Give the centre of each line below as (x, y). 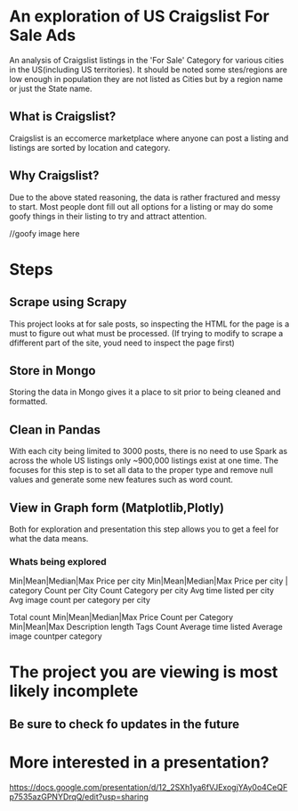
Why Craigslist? (54, 176)
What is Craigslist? (63, 116)
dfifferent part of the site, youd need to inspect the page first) (122, 343)
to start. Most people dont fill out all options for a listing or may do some (141, 206)
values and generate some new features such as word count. (121, 480)
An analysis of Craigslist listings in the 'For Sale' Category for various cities (147, 60)
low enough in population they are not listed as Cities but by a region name (146, 79)
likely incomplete (74, 691)
